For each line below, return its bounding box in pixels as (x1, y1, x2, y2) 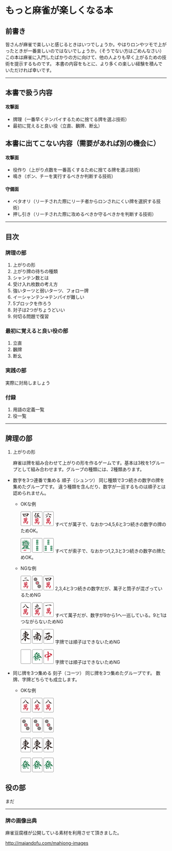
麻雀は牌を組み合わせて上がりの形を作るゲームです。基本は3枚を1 (12, 460, 152, 466)
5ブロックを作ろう (12, 300, 52, 306)
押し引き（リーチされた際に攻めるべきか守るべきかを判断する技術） (12, 211, 157, 218)
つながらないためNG (20, 618, 63, 625)
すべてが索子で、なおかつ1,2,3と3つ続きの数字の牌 (55, 548, 161, 554)
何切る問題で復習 (12, 313, 49, 319)
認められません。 (12, 490, 49, 496)
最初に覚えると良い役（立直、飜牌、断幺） (12, 122, 103, 129)
